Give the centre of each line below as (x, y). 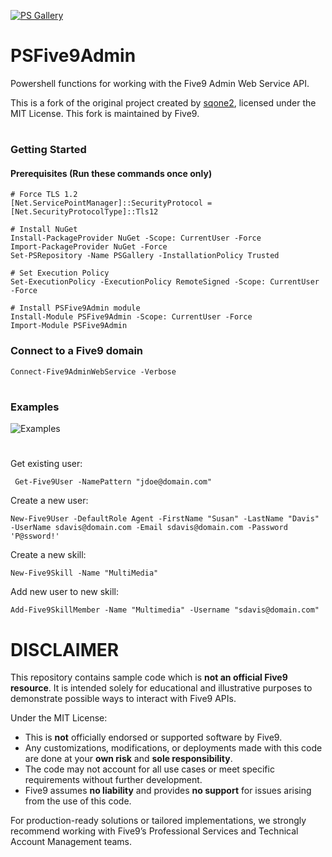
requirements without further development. (113, 780)
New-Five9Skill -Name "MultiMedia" (84, 573)
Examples (35, 407)
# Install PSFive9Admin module (75, 308)
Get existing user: (46, 464)
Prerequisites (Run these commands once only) (111, 173)
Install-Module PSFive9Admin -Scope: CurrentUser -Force (131, 317)
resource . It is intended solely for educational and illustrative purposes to (161, 688)
